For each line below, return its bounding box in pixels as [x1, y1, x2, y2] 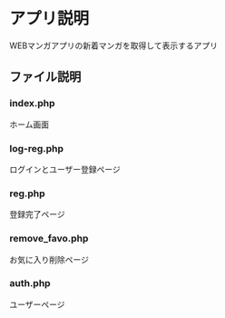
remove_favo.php [9, 233, 89, 245]
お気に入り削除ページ [9, 253, 89, 264]
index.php [9, 97, 56, 110]
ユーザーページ [9, 299, 65, 310]
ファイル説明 [9, 69, 82, 84]
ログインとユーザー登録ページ [9, 164, 121, 174]
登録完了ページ [9, 209, 65, 220]
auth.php [9, 277, 52, 290]
